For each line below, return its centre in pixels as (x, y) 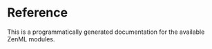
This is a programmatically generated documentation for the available (106, 32)
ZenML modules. (31, 39)
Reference (37, 13)
